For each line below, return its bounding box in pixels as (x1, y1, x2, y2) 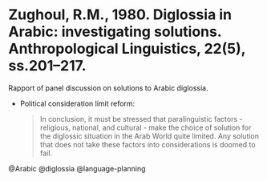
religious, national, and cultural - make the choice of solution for (39, 123, 252, 132)
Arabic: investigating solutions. (8, 22, 222, 41)
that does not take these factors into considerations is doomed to (39, 139, 256, 149)
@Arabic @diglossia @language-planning (8, 163, 146, 173)
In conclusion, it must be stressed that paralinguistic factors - (39, 114, 243, 123)
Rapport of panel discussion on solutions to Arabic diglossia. (8, 82, 208, 93)
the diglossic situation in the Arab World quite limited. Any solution (39, 131, 259, 141)
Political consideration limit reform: (19, 99, 136, 108)
